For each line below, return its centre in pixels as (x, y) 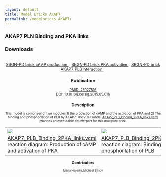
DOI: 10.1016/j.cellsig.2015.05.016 (83, 94)
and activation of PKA (33, 150)
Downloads (19, 49)
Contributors (83, 163)
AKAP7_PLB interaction (82, 69)
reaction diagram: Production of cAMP (52, 144)
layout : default (22, 10)
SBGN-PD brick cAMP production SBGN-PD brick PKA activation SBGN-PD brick (83, 65)
